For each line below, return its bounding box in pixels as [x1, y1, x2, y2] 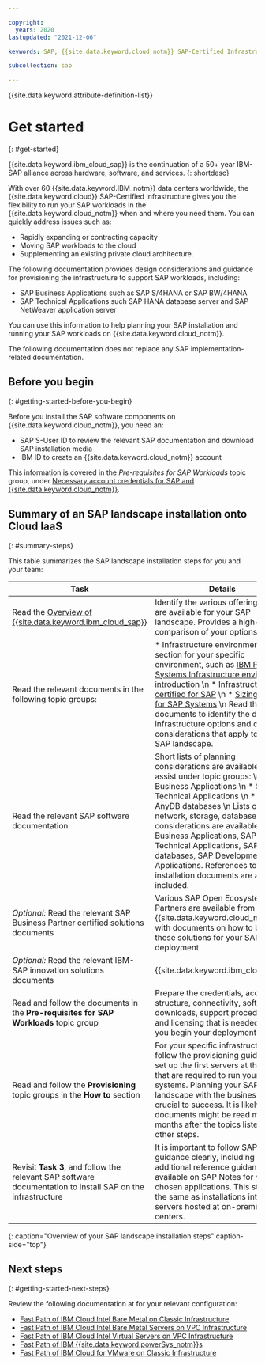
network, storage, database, [155, 810, 259, 821]
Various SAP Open [155, 892, 223, 903]
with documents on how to [155, 922, 254, 933]
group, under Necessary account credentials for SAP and [8, 476, 195, 485]
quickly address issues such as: [8, 217, 112, 226]
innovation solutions [29, 965, 105, 976]
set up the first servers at [155, 1060, 248, 1071]
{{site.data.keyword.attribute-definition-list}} [8, 90, 154, 100]
